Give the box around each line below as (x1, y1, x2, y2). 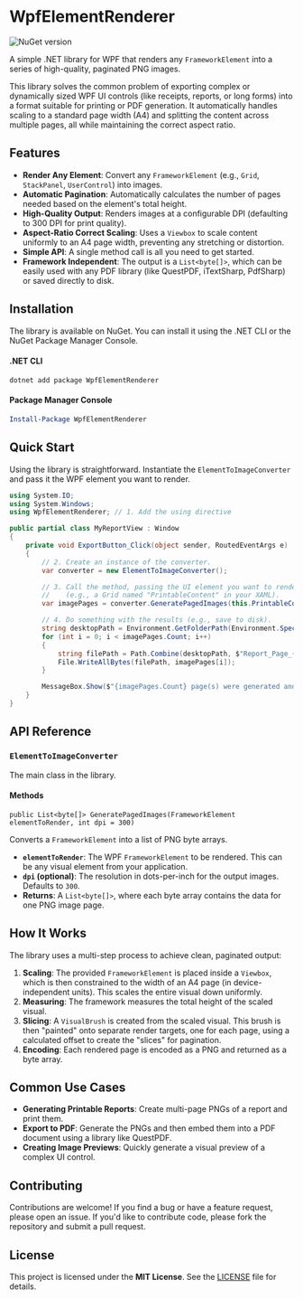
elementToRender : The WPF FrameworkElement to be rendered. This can (22, 852, 282, 862)
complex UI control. (22, 1152, 96, 1163)
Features (9, 146, 60, 161)
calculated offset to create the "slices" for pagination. (22, 1034, 222, 1045)
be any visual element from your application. (22, 861, 188, 871)
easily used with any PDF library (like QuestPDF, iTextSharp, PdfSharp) (22, 265, 286, 277)
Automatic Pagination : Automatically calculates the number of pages (22, 188, 281, 200)
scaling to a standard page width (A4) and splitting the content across (9, 109, 270, 120)
